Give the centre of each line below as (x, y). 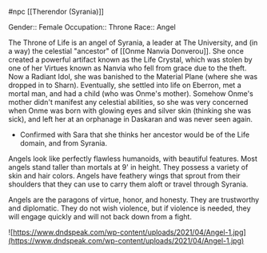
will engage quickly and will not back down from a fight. (100, 217)
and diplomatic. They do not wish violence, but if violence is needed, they (130, 208)
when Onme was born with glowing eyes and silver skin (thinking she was (130, 110)
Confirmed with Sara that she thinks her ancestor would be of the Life (135, 135)
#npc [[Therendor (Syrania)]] (56, 12)
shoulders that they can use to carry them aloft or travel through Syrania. (128, 184)
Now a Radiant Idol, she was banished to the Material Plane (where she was (133, 76)
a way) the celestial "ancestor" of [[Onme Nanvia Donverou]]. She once (126, 51)
